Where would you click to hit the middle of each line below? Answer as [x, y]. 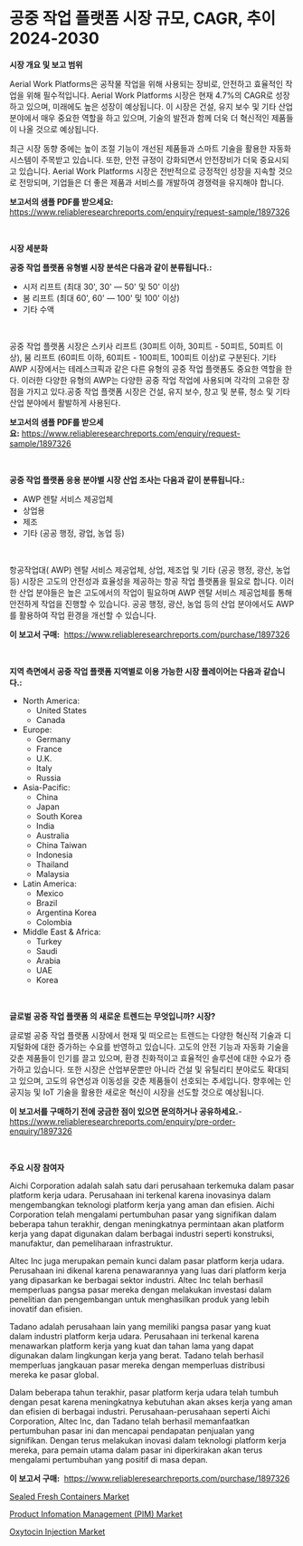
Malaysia [52, 874]
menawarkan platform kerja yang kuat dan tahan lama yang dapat [132, 1346]
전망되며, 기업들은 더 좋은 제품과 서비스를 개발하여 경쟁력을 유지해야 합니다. [151, 182]
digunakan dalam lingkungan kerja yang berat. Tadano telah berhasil [137, 1355]
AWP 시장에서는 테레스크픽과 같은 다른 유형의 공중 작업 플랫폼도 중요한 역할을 [146, 369]
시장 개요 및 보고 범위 [46, 64]
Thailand [52, 864]
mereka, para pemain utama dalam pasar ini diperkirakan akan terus [136, 1450]
